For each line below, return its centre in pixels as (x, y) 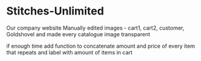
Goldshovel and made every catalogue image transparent (78, 34)
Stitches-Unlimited (55, 11)
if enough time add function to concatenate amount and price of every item (101, 46)
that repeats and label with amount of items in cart (69, 52)
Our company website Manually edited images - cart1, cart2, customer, (95, 28)
